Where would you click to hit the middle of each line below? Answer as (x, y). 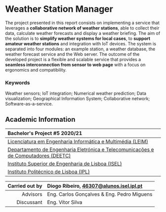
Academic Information (40, 119)
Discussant (29, 202)
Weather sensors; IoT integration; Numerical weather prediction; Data (76, 93)
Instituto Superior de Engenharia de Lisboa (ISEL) (65, 164)
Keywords (18, 82)
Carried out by (25, 186)
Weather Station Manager (59, 9)
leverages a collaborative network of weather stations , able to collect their (82, 28)
